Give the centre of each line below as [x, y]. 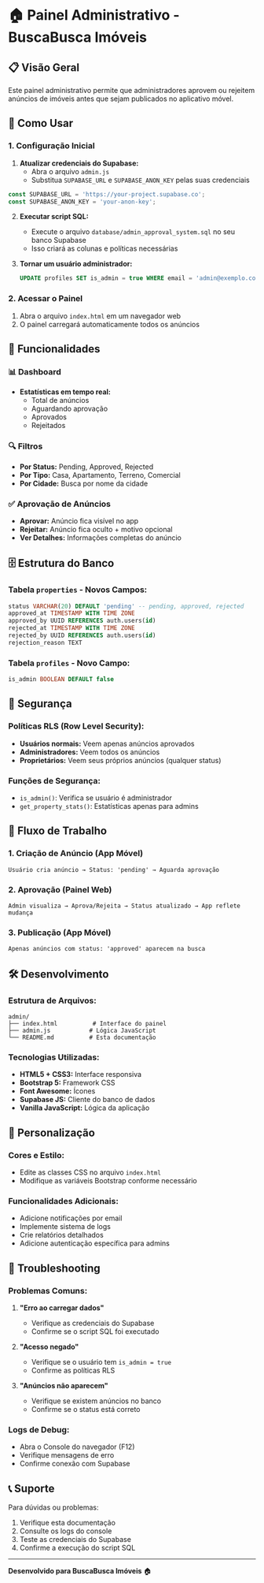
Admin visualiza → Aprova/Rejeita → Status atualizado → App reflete [125, 906]
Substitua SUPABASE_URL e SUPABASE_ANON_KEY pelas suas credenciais [140, 180]
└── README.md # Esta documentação [82, 1037]
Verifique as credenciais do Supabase [93, 1323]
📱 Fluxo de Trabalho [58, 831]
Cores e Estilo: [37, 1155]
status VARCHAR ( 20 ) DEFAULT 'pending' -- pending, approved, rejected [126, 606]
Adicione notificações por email [71, 1218]
